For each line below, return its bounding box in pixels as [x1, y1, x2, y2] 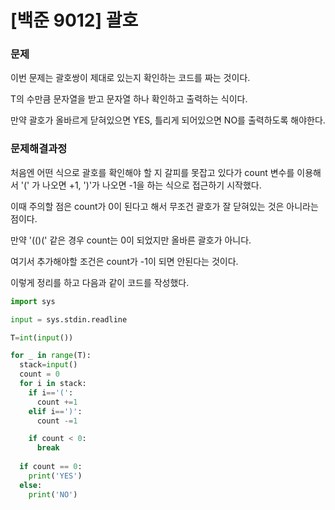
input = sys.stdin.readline [10, 314, 128, 325]
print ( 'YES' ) [28, 471, 83, 481]
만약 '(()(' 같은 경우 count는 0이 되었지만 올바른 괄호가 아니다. [10, 234, 252, 246]
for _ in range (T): [10, 351, 92, 361]
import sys [10, 296, 56, 306]
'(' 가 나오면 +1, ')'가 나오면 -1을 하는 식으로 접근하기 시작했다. [20, 179, 262, 191]
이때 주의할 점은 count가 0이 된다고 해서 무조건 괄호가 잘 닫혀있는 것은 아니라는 [10, 200, 319, 212]
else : [19, 480, 43, 490]
